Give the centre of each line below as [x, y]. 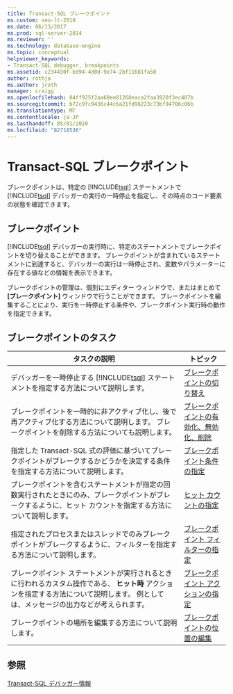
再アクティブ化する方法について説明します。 [83, 421]
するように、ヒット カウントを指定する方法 [95, 505]
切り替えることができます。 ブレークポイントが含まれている [111, 255]
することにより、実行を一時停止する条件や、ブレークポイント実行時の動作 [119, 305]
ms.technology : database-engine [54, 46]
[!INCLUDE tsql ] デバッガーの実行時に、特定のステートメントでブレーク [109, 247]
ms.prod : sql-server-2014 [44, 33]
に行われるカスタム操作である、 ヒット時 [77, 583]
